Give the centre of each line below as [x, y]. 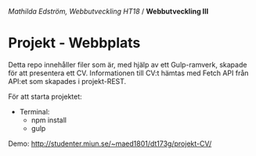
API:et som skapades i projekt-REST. [67, 81]
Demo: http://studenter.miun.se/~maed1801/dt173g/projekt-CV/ [110, 143]
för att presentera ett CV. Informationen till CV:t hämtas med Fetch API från [128, 73]
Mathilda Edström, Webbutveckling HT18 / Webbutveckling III [108, 11]
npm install [49, 120]
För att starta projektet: [45, 96]
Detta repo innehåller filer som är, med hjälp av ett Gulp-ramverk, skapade [128, 64]
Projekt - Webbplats [74, 43]
